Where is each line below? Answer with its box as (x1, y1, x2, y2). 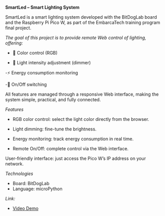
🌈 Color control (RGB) (12, 50, 58, 56)
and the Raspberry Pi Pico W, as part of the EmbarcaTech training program (5, 20, 160, 25)
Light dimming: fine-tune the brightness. (12, 126, 97, 132)
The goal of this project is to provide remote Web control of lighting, (5, 35, 146, 40)
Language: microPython (12, 186, 63, 192)
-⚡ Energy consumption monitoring (5, 70, 78, 75)
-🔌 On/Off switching (5, 81, 47, 88)
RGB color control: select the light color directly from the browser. (12, 116, 149, 122)
